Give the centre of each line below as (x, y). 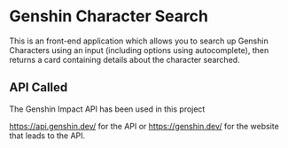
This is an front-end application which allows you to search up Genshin (139, 41)
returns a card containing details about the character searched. (125, 59)
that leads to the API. (47, 136)
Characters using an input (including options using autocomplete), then (139, 50)
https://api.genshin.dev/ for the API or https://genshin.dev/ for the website (144, 126)
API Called (39, 87)
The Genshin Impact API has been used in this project (107, 109)
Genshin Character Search (109, 16)
